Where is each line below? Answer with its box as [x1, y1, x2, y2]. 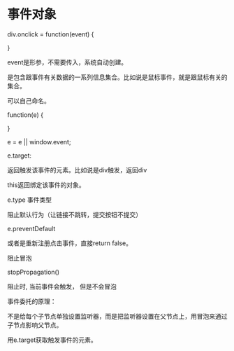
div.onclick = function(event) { [7, 29, 94, 39]
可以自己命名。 [7, 96, 50, 105]
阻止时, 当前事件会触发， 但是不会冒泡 [7, 282, 117, 291]
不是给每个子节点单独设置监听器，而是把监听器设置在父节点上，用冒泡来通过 [7, 312, 228, 320]
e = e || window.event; [7, 137, 71, 146]
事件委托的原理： [7, 297, 57, 305]
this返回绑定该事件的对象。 [7, 180, 85, 189]
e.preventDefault [7, 224, 56, 233]
